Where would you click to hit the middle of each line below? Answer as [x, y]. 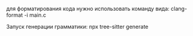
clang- [179, 9]
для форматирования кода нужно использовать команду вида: [88, 9]
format [15, 15]
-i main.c [35, 15]
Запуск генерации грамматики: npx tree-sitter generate [77, 27]
